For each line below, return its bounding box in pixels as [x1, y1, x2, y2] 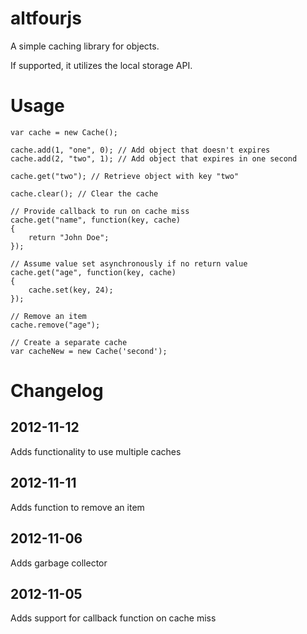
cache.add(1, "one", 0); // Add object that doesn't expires [10, 145, 271, 155]
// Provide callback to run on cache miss [10, 206, 190, 216]
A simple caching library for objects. [10, 40, 160, 52]
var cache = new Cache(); [10, 127, 118, 137]
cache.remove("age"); [10, 320, 101, 330]
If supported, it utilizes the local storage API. [10, 59, 193, 71]
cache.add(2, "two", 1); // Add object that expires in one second [10, 153, 298, 164]
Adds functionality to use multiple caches [10, 445, 182, 457]
